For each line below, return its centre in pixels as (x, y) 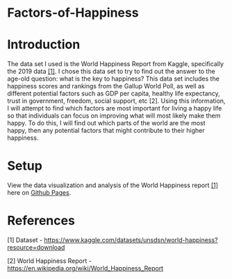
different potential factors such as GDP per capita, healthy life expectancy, (114, 94)
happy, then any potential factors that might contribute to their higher (106, 131)
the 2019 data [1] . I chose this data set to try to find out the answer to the (111, 72)
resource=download (36, 247)
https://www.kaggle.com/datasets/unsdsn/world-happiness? (131, 240)
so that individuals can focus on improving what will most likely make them (114, 115)
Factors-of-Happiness (73, 13)
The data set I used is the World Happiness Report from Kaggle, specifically (116, 64)
